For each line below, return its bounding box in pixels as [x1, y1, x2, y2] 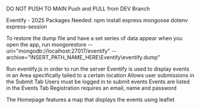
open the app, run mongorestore [6, 41, 87, 48]
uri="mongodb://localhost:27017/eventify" [6, 47, 111, 54]
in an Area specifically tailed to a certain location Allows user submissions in [6, 72, 195, 78]
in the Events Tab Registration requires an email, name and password [6, 84, 177, 92]
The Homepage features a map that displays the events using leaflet [6, 96, 175, 103]
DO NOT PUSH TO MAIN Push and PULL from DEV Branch [6, 5, 150, 12]
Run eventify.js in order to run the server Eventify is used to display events [6, 65, 190, 72]
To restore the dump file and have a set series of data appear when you [6, 35, 183, 41]
